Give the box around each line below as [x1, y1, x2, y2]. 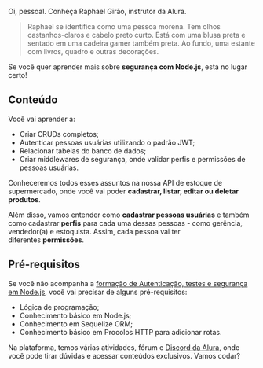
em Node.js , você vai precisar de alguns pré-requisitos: [8, 287, 188, 296]
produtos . [8, 194, 41, 204]
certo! [8, 71, 27, 79]
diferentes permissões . [8, 235, 85, 245]
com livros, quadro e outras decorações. [27, 47, 159, 56]
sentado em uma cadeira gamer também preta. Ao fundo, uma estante [27, 39, 255, 48]
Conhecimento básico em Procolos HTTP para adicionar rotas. [19, 327, 222, 337]
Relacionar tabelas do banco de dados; [19, 145, 147, 156]
